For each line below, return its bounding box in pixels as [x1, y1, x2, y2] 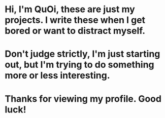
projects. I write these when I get [5, 14, 146, 26]
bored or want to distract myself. [5, 25, 146, 36]
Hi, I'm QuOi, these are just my [5, 4, 135, 15]
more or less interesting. [5, 70, 110, 82]
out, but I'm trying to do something [5, 59, 154, 70]
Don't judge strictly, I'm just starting [5, 48, 160, 60]
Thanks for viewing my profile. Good [5, 93, 162, 104]
